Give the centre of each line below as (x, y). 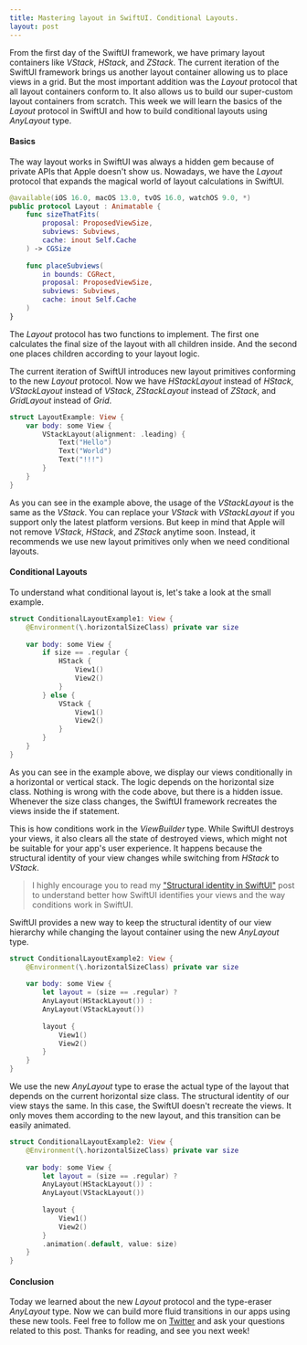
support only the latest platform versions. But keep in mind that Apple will (147, 522)
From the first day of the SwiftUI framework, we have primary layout (137, 52)
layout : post (34, 26)
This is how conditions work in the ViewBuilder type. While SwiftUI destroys (152, 829)
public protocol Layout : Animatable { (85, 207)
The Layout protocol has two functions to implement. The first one (134, 334)
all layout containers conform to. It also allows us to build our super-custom (152, 91)
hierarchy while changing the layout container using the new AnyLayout (144, 932)
